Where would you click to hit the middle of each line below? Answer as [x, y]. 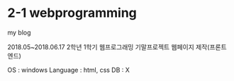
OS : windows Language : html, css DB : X [68, 70]
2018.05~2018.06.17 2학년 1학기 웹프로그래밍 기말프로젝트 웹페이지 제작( [108, 46]
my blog [19, 32]
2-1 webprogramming [72, 13]
